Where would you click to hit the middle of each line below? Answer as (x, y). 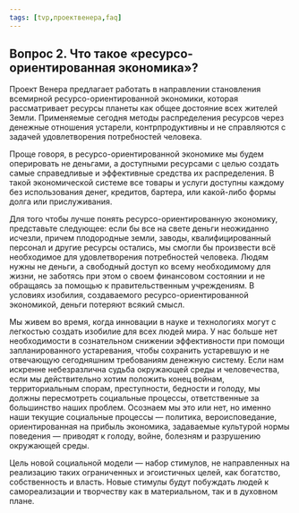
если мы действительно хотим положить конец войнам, (117, 379)
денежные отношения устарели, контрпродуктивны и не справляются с (148, 127)
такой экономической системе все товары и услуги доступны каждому (147, 183)
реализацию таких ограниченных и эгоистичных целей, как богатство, (145, 473)
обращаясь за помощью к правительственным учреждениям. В (132, 286)
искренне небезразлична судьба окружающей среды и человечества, (145, 370)
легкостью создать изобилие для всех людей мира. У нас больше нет (144, 331)
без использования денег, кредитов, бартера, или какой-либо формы (143, 192)
